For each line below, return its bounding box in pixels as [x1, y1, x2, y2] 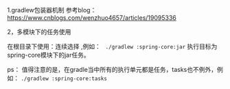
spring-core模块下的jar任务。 [7, 51, 91, 59]
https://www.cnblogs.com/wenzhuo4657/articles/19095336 [7, 14, 177, 22]
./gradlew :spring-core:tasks [20, 75, 108, 82]
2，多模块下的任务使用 [7, 28, 71, 36]
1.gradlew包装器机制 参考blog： [7, 6, 97, 14]
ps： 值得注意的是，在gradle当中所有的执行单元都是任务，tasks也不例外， [7, 66, 218, 73]
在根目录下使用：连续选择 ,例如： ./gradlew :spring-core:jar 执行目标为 [7, 42, 218, 50]
